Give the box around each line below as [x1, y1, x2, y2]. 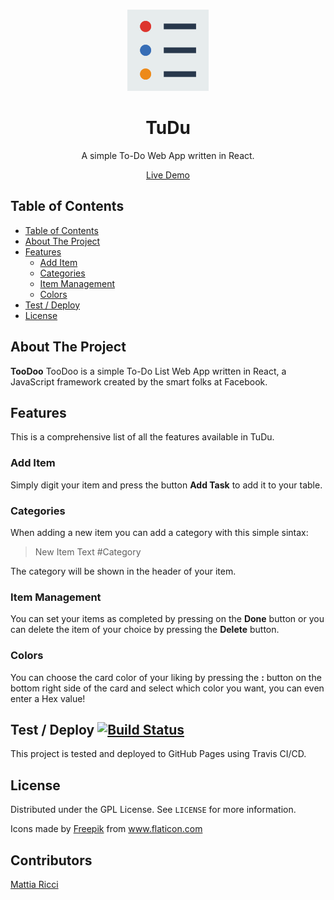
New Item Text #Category [34, 545, 142, 558]
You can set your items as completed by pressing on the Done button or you [10, 613, 325, 625]
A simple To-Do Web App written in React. [81, 149, 255, 161]
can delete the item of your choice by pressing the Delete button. [10, 624, 280, 636]
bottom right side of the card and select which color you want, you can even [10, 682, 325, 694]
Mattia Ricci [10, 879, 59, 890]
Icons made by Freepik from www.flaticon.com [10, 823, 203, 835]
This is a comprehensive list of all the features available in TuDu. [10, 431, 275, 443]
